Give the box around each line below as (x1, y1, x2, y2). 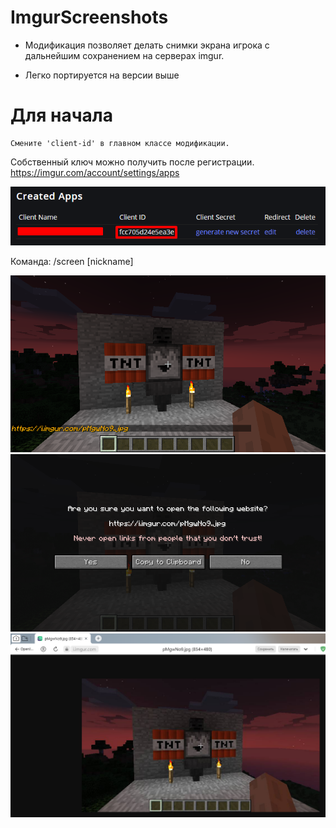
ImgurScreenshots (10, 6, 169, 29)
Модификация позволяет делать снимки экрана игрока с (24, 39, 270, 51)
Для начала (10, 104, 113, 127)
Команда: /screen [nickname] (10, 256, 134, 268)
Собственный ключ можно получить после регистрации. (10, 156, 255, 168)
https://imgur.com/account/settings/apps (10, 166, 180, 178)
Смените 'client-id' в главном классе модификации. (10, 138, 230, 148)
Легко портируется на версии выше (24, 69, 180, 81)
